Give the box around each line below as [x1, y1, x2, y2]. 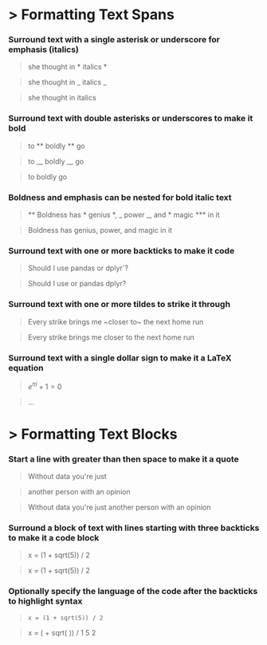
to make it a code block [8, 533, 100, 544]
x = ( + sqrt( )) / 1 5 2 [27, 627, 96, 637]
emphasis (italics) [8, 44, 80, 55]
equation [8, 362, 44, 373]
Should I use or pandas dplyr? [27, 279, 127, 289]
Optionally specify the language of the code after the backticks [8, 586, 258, 597]
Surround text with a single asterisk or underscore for [8, 34, 221, 45]
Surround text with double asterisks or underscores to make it [8, 113, 253, 124]
